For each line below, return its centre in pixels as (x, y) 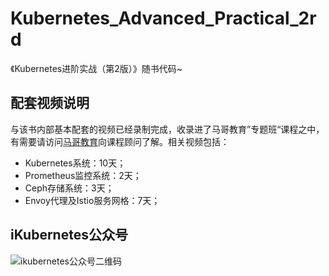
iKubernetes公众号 (69, 235)
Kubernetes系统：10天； (75, 163)
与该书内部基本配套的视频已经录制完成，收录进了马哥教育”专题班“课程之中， (167, 129)
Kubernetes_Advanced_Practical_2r (163, 18)
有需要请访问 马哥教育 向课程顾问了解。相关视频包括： (120, 141)
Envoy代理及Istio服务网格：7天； (92, 200)
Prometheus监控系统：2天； (83, 175)
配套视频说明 (50, 103)
